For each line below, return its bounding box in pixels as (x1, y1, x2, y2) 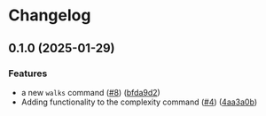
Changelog (8, 5, 91, 26)
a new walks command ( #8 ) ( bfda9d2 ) (20, 87, 160, 97)
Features (8, 67, 48, 80)
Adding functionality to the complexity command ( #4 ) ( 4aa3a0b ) (20, 97, 258, 107)
